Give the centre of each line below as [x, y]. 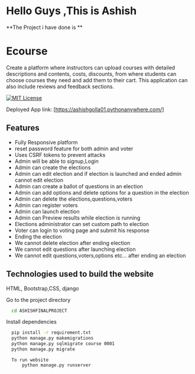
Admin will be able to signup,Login [56, 161]
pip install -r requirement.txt [51, 333]
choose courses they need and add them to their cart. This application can [97, 80]
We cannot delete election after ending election [72, 243]
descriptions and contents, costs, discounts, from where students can [91, 74]
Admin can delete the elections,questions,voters [74, 199]
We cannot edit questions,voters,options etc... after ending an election [100, 255]
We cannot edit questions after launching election [75, 249]
